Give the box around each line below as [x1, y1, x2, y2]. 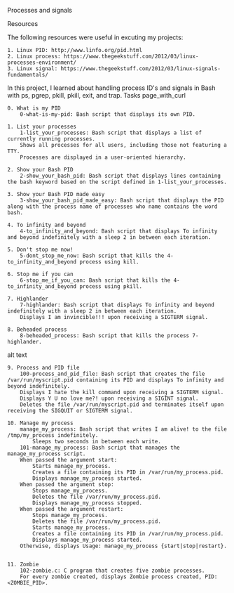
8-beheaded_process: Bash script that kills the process [20, 332, 190, 339]
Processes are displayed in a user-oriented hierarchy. [20, 154, 187, 161]
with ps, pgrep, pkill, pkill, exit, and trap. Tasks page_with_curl [7, 91, 186, 99]
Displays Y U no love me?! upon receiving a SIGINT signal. [20, 395, 199, 402]
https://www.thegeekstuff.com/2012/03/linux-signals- [60, 65, 221, 72]
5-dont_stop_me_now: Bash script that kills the [20, 252, 165, 259]
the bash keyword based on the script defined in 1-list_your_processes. [7, 178, 228, 185]
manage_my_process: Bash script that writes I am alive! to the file [20, 426, 228, 433]
